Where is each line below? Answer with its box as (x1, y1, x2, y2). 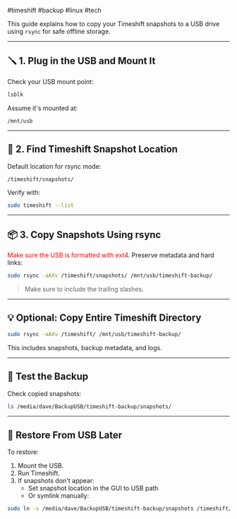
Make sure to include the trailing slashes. (24, 285, 144, 294)
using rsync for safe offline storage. (7, 28, 111, 35)
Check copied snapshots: (7, 389, 82, 398)
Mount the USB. (17, 462, 64, 470)
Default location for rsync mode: (7, 162, 102, 170)
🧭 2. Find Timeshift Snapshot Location (7, 143, 178, 155)
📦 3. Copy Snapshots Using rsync (7, 229, 162, 241)
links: (7, 258, 23, 267)
